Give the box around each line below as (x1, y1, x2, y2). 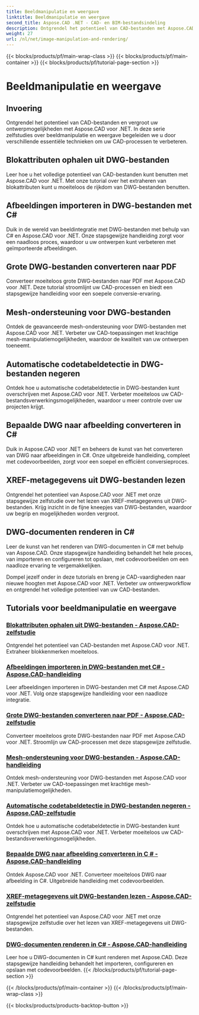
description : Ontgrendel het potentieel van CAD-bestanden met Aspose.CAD (6, 25, 195, 31)
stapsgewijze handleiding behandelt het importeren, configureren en (6, 960, 174, 968)
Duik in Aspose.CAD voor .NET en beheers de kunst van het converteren (6, 445, 183, 452)
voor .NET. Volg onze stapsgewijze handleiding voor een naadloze (6, 690, 168, 697)
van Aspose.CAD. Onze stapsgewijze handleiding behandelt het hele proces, (6, 549, 193, 556)
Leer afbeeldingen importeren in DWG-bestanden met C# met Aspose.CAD (6, 684, 190, 691)
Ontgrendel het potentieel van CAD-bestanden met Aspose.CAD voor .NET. (6, 642, 190, 649)
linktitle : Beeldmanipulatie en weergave (6, 14, 110, 20)
